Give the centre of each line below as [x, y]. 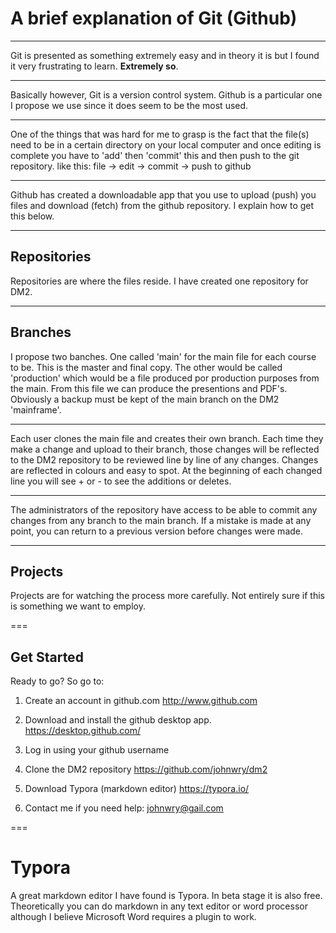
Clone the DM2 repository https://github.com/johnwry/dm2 [146, 769]
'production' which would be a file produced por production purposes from [165, 378]
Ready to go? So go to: [57, 681]
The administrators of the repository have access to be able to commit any [164, 509]
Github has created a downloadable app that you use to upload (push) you [163, 194]
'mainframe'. [36, 409]
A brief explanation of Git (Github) [154, 18]
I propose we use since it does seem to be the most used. [129, 105]
